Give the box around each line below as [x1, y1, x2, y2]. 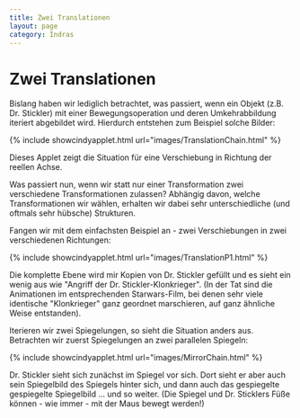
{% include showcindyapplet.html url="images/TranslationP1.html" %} [9, 253, 269, 263]
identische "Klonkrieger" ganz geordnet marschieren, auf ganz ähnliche [9, 298, 276, 309]
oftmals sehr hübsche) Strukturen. [9, 208, 137, 218]
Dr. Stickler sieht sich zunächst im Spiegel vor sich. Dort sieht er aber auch [9, 369, 286, 380]
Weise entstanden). [9, 307, 82, 319]
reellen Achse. [9, 162, 63, 173]
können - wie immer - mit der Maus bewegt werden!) [9, 398, 205, 409]
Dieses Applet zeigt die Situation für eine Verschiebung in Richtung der [9, 152, 272, 163]
